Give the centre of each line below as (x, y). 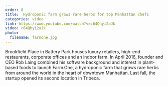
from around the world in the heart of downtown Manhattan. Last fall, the (80, 73)
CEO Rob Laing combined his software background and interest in (73, 62)
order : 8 (14, 10)
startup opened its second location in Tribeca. (53, 78)
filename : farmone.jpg (33, 38)
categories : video (24, 19)
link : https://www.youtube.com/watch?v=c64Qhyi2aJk (60, 24)
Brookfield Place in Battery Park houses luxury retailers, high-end (73, 51)
